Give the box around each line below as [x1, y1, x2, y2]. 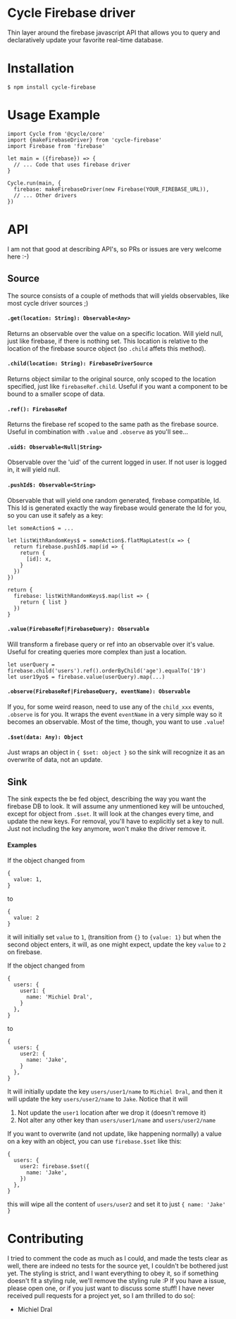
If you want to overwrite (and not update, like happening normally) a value [7, 1130, 222, 1138]
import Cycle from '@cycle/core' [7, 130, 106, 137]
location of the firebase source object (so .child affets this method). [7, 344, 206, 353]
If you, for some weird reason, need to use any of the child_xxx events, [7, 702, 215, 711]
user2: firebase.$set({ [20, 1163, 90, 1170]
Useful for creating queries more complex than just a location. [7, 647, 187, 656]
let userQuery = [7, 661, 55, 668]
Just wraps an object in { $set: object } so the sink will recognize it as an [7, 748, 225, 756]
